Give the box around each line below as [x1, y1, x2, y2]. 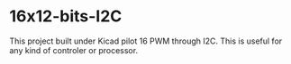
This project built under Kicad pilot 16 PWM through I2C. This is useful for [9, 36, 283, 46]
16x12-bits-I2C [9, 6, 123, 27]
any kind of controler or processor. [9, 44, 138, 55]
